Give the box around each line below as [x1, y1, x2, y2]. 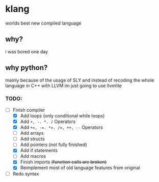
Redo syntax [12, 170, 39, 177]
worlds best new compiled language [5, 20, 82, 26]
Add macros [20, 153, 46, 159]
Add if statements [20, 147, 58, 154]
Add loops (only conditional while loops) [20, 112, 105, 118]
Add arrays [20, 130, 44, 136]
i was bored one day [5, 48, 48, 54]
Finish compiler [12, 107, 45, 113]
